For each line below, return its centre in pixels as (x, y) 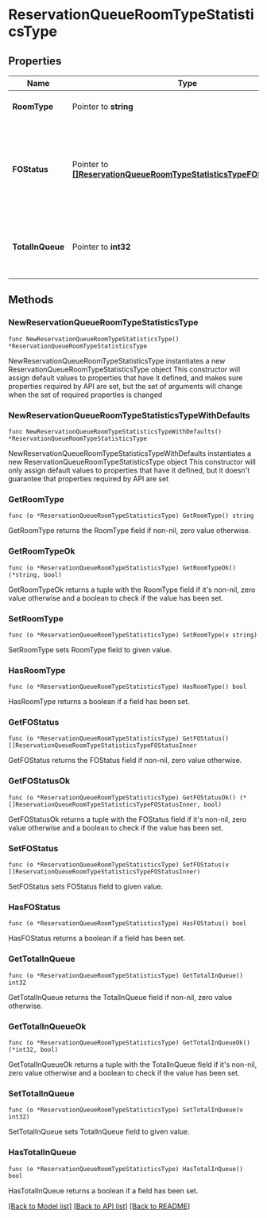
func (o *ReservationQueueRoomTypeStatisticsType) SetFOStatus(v (118, 865)
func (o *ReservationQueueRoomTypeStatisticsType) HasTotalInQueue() (126, 1169)
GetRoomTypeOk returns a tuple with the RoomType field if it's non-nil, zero (132, 590)
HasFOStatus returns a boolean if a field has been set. (97, 938)
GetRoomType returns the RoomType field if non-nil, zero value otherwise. (130, 531)
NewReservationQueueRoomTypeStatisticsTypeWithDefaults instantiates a (130, 453)
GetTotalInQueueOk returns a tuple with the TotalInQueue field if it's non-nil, (133, 1064)
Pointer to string (103, 107)
